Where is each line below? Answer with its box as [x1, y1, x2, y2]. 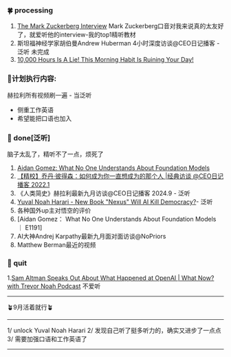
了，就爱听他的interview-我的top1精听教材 [16, 30, 136, 39]
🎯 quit [7, 258, 27, 268]
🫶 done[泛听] [7, 133, 50, 142]
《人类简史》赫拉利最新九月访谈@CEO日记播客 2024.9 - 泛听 [16, 188, 190, 197]
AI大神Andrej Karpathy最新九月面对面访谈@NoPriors [16, 232, 166, 240]
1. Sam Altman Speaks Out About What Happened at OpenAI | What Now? [7, 274, 214, 282]
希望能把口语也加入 [16, 114, 72, 122]
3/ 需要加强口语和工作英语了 [7, 335, 87, 343]
